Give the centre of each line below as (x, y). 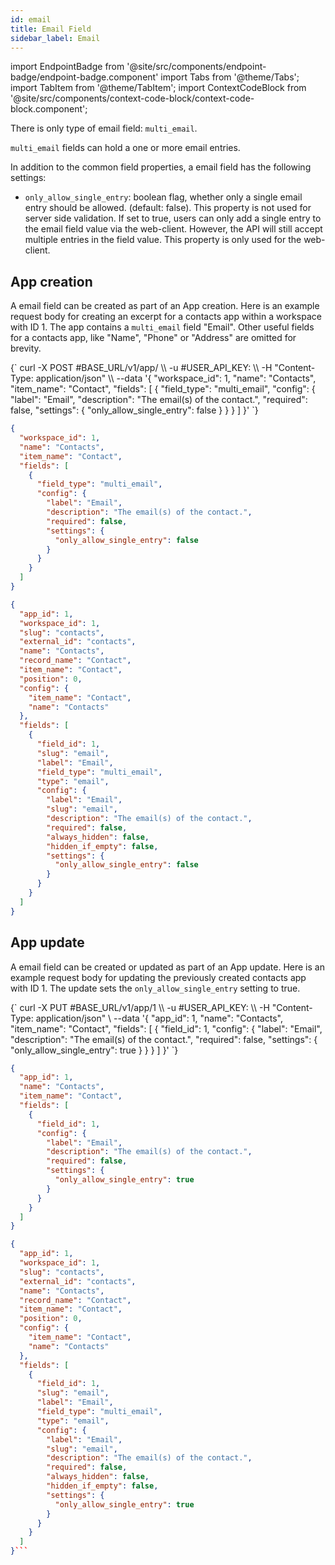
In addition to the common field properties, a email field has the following (161, 167)
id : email (31, 19)
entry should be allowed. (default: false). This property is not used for (168, 208)
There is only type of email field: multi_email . (104, 128)
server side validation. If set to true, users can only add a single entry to (173, 218)
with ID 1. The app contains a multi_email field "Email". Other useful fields (162, 327)
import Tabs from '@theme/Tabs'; (230, 77)
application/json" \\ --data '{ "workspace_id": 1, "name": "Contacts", (176, 378)
